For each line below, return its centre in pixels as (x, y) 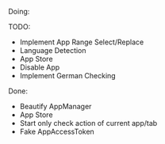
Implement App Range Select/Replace (82, 42)
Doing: (19, 11)
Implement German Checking (68, 76)
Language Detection (53, 50)
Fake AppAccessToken (57, 131)
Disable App (40, 67)
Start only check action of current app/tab (88, 123)
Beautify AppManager (56, 106)
